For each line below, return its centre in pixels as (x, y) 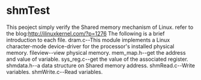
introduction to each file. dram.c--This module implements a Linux (88, 40)
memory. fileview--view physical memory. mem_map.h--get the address (96, 52)
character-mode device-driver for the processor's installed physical (90, 46)
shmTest (28, 11)
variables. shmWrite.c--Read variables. (54, 72)
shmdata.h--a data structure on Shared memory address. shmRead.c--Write (101, 65)
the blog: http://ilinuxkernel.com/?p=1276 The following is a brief (85, 33)
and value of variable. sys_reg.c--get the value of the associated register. (97, 59)
